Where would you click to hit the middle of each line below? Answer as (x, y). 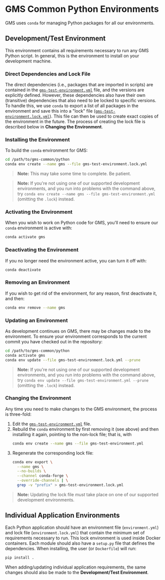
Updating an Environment (36, 320)
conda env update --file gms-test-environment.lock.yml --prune (73, 360)
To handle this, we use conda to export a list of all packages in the (72, 106)
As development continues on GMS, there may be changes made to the (78, 331)
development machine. (28, 61)
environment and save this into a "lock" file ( (50, 111)
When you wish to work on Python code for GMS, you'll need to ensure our (82, 223)
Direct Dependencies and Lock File (48, 74)
